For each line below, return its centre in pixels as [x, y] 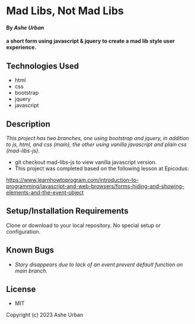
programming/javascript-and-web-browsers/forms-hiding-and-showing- [95, 186]
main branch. [31, 271]
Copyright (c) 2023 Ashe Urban [45, 315]
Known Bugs [30, 250]
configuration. [23, 231]
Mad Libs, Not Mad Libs [65, 11]
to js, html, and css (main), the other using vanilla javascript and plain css [96, 144]
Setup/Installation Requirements [67, 211]
